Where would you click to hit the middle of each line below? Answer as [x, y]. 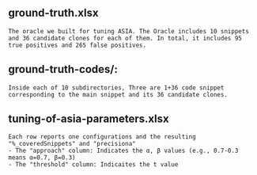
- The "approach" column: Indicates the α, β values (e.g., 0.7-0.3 [123, 151]
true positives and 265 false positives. [77, 45]
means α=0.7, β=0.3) [42, 158]
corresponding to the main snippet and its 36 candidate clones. [118, 94]
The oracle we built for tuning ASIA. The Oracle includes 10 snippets [128, 31]
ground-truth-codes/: [63, 69]
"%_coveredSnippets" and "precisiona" [72, 144]
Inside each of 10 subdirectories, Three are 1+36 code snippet [116, 87]
